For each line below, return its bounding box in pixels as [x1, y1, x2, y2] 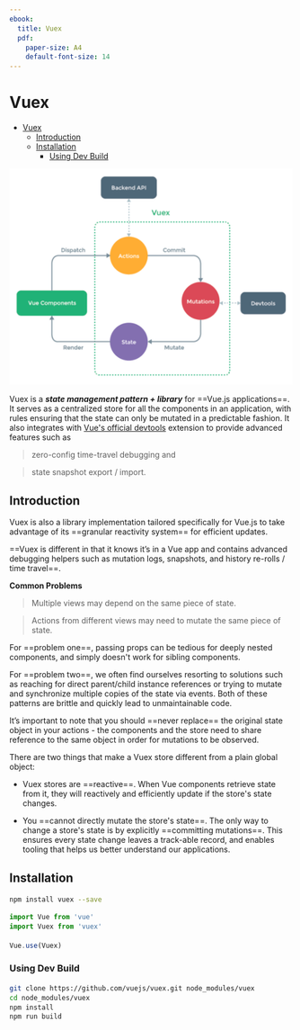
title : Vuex [17, 23, 63, 33]
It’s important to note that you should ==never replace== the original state [9, 715, 283, 726]
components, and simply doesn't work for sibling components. [9, 652, 241, 663]
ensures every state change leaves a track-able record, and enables [22, 835, 275, 846]
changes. [22, 798, 57, 809]
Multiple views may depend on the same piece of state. [31, 598, 236, 609]
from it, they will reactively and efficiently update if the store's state [22, 788, 272, 800]
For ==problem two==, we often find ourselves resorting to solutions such [9, 669, 284, 680]
